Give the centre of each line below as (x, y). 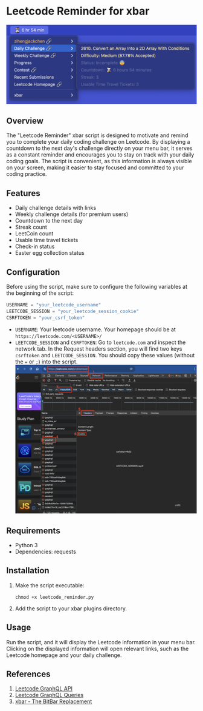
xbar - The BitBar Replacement (53, 701)
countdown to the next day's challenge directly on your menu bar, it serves (99, 148)
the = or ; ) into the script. (46, 362)
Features (23, 193)
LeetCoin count (34, 234)
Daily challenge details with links (56, 208)
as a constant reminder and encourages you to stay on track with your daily (100, 155)
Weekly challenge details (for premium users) (72, 214)
